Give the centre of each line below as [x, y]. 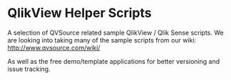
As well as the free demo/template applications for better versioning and [113, 61]
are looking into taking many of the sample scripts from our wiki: [102, 40]
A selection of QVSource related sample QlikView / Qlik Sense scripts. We [115, 33]
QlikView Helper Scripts [79, 13]
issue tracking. [29, 69]
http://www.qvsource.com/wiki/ [54, 47]
